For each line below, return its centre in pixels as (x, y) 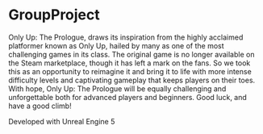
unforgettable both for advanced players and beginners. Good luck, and (128, 97)
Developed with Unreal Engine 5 (62, 121)
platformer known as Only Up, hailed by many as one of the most (116, 45)
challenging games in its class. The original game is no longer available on (131, 54)
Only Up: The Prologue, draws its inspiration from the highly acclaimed (126, 37)
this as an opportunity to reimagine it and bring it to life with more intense (130, 71)
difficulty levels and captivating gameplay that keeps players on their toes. (132, 80)
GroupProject (54, 15)
